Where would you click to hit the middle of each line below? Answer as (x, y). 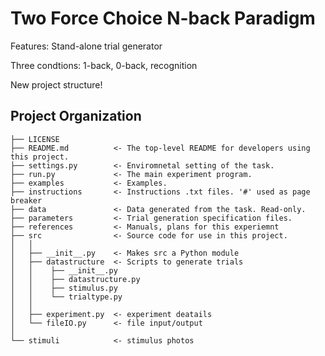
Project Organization (76, 116)
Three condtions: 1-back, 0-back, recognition (104, 65)
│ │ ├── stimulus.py (64, 288)
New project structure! (56, 84)
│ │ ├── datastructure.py (75, 279)
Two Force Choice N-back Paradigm (163, 18)
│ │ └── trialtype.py (66, 297)
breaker (26, 200)
